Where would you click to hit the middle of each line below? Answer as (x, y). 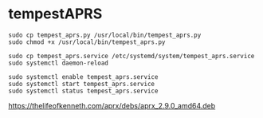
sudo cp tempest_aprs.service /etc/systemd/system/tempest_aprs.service (131, 56)
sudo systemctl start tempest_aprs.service (82, 84)
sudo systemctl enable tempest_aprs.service (83, 77)
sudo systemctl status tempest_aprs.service (83, 91)
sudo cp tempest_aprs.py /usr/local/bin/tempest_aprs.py (105, 35)
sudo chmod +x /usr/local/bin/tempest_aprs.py (87, 42)
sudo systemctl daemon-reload (59, 63)
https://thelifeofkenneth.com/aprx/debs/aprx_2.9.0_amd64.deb (112, 105)
